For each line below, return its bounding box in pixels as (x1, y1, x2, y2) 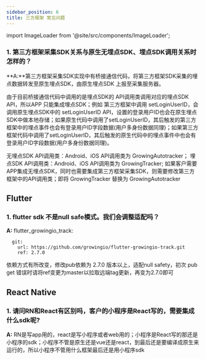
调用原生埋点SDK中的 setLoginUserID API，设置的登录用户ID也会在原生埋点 (6, 108, 198, 115)
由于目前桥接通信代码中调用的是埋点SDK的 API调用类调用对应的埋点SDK (6, 93, 189, 100)
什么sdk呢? (6, 315, 41, 324)
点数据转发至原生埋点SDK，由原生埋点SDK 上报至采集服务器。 (6, 80, 164, 87)
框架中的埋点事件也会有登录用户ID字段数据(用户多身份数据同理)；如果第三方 (6, 123, 199, 131)
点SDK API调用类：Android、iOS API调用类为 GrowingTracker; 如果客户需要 (6, 160, 198, 167)
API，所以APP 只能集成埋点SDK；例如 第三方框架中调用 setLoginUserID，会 (6, 101, 199, 108)
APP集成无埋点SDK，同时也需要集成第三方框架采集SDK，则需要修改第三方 (6, 167, 195, 175)
